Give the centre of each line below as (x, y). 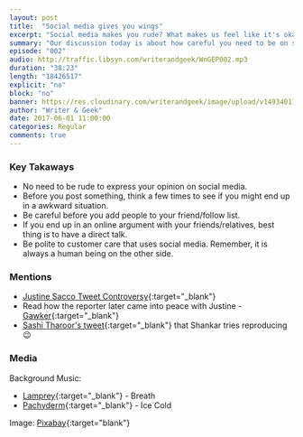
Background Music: (46, 378)
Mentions (31, 277)
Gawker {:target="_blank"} (71, 316)
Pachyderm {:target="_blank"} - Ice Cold (97, 405)
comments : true (38, 135)
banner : (24, 102)
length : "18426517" (46, 77)
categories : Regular (48, 127)
